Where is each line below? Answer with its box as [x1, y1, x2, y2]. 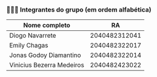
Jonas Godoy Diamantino [9, 51, 81, 59]
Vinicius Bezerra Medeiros [9, 61, 85, 69]
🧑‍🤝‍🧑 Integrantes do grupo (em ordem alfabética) [6, 5, 152, 14]
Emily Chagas [9, 41, 48, 50]
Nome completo [23, 21, 71, 30]
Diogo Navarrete [9, 32, 56, 40]
